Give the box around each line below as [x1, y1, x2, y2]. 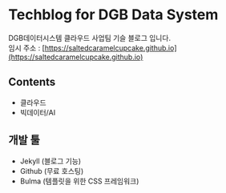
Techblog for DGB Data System [8, 6, 219, 24]
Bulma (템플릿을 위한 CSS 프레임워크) [19, 176, 139, 186]
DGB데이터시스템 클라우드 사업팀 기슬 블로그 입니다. [8, 33, 171, 42]
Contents [8, 75, 56, 89]
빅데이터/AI [19, 107, 56, 117]
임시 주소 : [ [8, 42, 46, 53]
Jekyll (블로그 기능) [19, 156, 82, 166]
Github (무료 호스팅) [19, 166, 84, 175]
